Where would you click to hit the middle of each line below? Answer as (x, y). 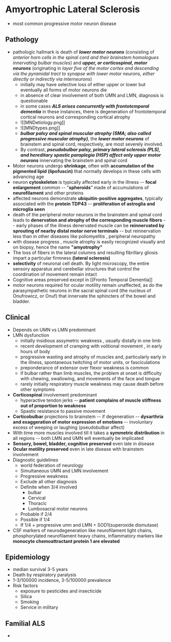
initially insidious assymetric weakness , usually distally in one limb (90, 340)
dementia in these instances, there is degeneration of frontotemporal (93, 111)
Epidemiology (28, 557)
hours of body (35, 351)
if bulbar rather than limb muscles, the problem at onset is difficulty (91, 373)
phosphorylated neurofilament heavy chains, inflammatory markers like (88, 536)
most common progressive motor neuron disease (64, 23)
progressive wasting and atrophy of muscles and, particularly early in (93, 357)
